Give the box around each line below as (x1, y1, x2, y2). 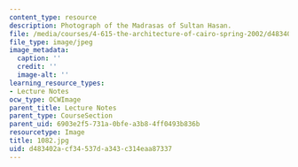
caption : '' (17, 54, 62, 63)
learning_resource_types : (9, 79, 105, 87)
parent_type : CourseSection (9, 111, 114, 120)
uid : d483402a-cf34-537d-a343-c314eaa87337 (9, 144, 173, 153)
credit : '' (17, 63, 58, 72)
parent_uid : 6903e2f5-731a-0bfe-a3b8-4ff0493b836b (9, 120, 200, 129)
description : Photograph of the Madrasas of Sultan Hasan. (9, 21, 232, 30)
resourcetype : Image (9, 128, 86, 137)
